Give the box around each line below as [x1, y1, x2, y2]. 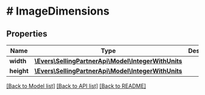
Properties [6, 29, 48, 39]
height [9, 67, 29, 75]
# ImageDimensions [6, 4, 110, 18]
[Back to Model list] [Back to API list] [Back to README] [6, 82, 146, 90]
